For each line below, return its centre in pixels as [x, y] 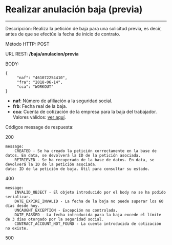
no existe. [17, 228]
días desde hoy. [23, 206]
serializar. [18, 197]
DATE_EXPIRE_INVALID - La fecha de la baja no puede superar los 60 [89, 201]
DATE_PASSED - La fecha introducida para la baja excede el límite [88, 215]
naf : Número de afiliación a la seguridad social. [62, 101]
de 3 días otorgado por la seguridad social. [55, 219]
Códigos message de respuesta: [39, 127]
